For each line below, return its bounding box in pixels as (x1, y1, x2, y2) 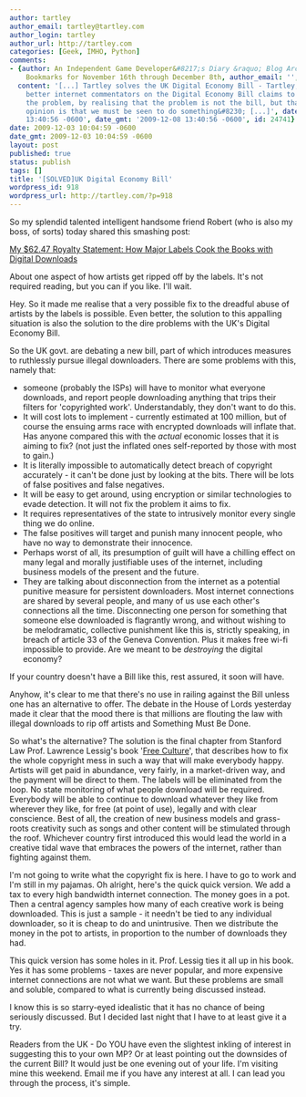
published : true (9, 149, 71, 158)
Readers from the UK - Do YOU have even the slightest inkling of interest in (9, 1039, 291, 1050)
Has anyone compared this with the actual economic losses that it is (22, 430, 280, 441)
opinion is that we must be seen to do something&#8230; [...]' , (25, 107, 280, 116)
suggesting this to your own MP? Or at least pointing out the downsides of (9, 1049, 288, 1059)
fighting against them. (9, 852, 92, 863)
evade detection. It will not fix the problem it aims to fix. (22, 499, 231, 509)
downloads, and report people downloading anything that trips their (22, 392, 277, 402)
